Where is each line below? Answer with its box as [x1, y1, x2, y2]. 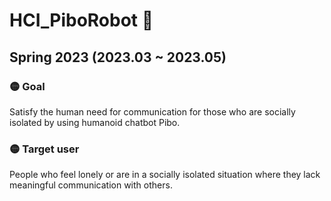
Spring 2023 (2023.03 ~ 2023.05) [9, 49, 227, 66]
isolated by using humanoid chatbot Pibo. [9, 116, 181, 128]
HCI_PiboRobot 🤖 [9, 9, 154, 32]
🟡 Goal [9, 79, 46, 93]
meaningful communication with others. [9, 179, 173, 191]
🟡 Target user [9, 142, 80, 156]
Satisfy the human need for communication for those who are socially [9, 105, 296, 118]
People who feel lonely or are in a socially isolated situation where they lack [9, 169, 321, 181]
